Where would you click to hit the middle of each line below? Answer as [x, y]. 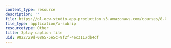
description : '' [22, 14]
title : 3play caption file [34, 33]
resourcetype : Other [27, 28]
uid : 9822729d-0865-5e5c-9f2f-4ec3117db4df [52, 38]
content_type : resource [31, 10]
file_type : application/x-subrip [41, 24]
